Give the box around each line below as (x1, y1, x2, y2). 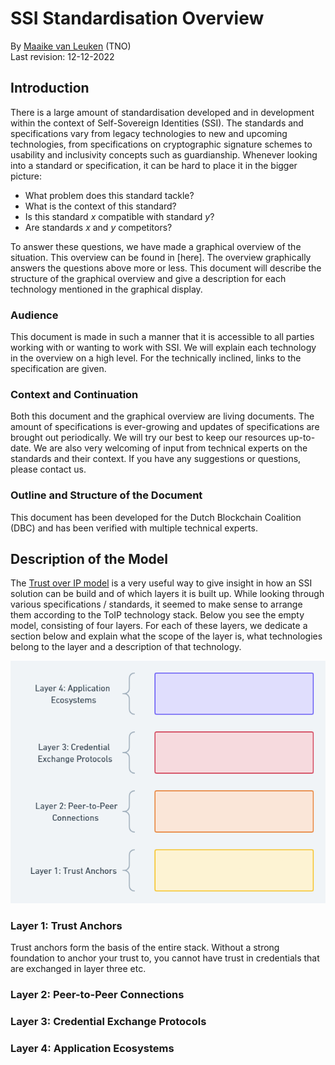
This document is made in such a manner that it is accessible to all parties (10, 331, 315, 343)
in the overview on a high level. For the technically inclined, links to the (10, 352, 302, 364)
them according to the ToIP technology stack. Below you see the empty (10, 609, 305, 621)
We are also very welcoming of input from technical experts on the (33, 442, 308, 454)
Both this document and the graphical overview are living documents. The (10, 410, 315, 422)
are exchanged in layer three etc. (10, 962, 147, 974)
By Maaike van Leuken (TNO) (10, 40, 132, 52)
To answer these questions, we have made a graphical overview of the (10, 240, 302, 252)
